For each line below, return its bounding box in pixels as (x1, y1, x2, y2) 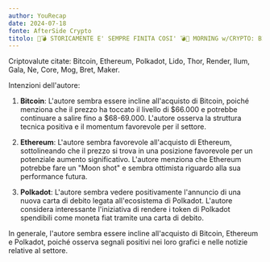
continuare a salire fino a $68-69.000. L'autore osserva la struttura (19, 114, 242, 123)
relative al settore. (8, 246, 69, 256)
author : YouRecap (8, 11, 67, 20)
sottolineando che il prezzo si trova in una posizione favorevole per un (19, 146, 253, 156)
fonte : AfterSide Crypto (8, 27, 92, 35)
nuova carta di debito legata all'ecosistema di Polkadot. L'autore (19, 196, 233, 206)
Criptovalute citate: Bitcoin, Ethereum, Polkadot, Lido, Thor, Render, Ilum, (8, 56, 250, 66)
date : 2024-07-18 (8, 19, 67, 27)
